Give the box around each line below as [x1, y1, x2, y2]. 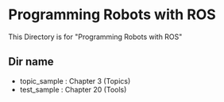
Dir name [8, 55, 54, 69]
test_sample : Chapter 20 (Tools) [19, 84, 127, 94]
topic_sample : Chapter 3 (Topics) [19, 76, 131, 85]
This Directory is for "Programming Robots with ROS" [8, 32, 183, 41]
